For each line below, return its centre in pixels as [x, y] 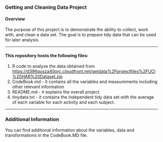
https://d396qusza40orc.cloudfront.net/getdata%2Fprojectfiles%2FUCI [84, 71]
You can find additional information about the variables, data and [70, 130]
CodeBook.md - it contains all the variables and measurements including [85, 82]
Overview [15, 19]
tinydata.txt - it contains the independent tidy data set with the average [83, 97]
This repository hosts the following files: [47, 55]
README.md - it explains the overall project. [56, 92]
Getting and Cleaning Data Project [46, 7]
